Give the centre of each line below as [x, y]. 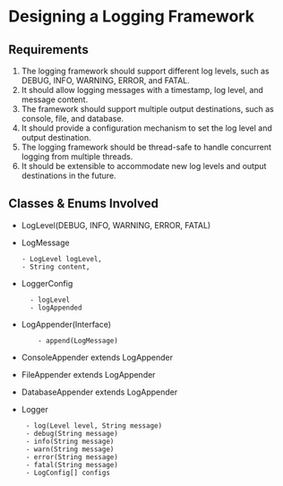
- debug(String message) [72, 433]
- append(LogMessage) [78, 341]
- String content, [56, 267]
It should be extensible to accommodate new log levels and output [144, 166]
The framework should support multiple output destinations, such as [148, 109]
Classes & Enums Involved [83, 204]
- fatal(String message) [72, 465]
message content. [55, 99]
